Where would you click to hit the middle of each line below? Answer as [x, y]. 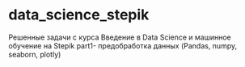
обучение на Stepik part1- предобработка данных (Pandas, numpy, [122, 45]
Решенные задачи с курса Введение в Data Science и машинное [120, 37]
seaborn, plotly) [35, 54]
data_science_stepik [79, 15]
